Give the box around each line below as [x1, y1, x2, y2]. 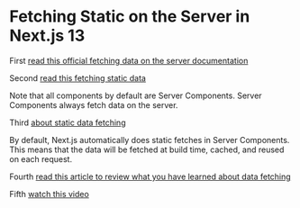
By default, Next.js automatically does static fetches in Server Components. [9, 134, 290, 145]
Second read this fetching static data [9, 72, 147, 83]
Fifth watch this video [9, 188, 90, 199]
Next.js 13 [9, 25, 86, 46]
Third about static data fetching [9, 117, 126, 128]
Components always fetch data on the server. [9, 99, 178, 110]
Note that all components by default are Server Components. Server [9, 90, 263, 101]
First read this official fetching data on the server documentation [9, 55, 249, 66]
